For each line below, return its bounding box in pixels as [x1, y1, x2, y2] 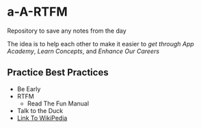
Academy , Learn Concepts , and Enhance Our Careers [7, 47, 159, 55]
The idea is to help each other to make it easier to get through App [7, 39, 195, 48]
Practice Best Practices [7, 67, 109, 78]
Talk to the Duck [16, 106, 64, 114]
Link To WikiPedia [16, 114, 68, 122]
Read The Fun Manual [27, 99, 90, 108]
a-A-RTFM [7, 4, 68, 20]
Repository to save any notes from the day [7, 27, 126, 35]
